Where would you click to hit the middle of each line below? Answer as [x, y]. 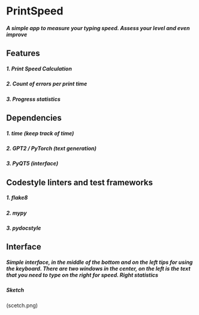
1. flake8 [17, 198]
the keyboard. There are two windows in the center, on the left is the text [98, 268]
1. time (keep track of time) [40, 133]
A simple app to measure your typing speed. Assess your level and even [98, 28]
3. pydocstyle [24, 228]
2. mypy [16, 213]
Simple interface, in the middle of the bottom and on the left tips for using [99, 262]
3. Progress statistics [34, 99]
